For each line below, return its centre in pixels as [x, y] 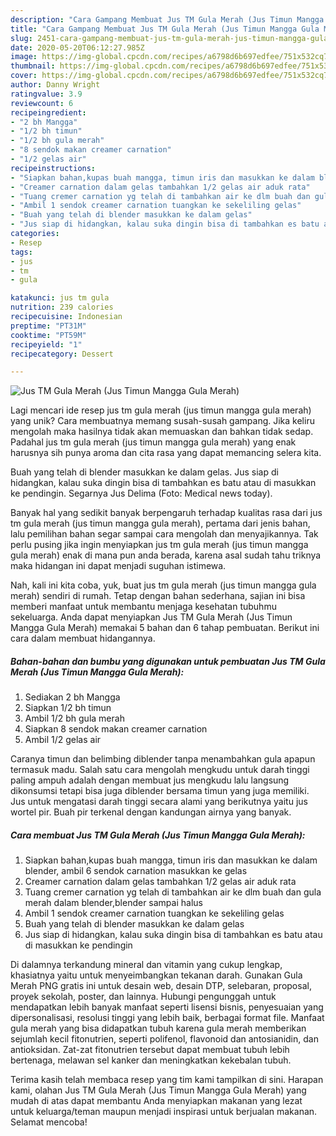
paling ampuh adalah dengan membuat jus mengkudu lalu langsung [150, 780]
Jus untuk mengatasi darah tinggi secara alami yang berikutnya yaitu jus [159, 802]
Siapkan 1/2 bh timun [68, 708]
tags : [21, 252]
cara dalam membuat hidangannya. [83, 638]
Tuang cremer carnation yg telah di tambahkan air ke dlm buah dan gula [173, 892]
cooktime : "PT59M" [48, 335]
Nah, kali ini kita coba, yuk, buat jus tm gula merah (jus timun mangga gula [163, 585]
